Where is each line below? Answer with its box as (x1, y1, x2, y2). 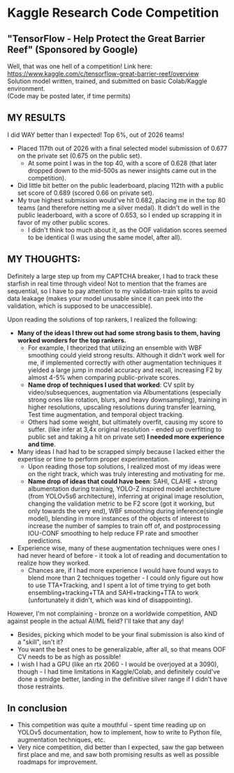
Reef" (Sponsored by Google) (7, 43, 138, 55)
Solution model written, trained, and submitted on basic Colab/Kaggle (7, 77, 207, 85)
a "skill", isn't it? (17, 638, 64, 646)
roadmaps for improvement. (17, 758, 98, 766)
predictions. (27, 536, 63, 545)
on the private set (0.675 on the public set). (17, 152, 142, 160)
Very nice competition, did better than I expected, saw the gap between (17, 743, 224, 751)
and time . (27, 440, 56, 448)
